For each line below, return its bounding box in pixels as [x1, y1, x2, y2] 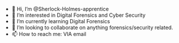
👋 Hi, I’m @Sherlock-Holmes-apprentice [11, 6, 109, 12]
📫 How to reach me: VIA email [11, 31, 87, 37]
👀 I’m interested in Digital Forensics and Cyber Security [11, 12, 146, 19]
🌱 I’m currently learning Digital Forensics [11, 18, 110, 24]
